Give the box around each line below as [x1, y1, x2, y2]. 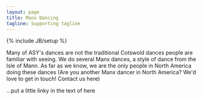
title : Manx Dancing [6, 15, 59, 21]
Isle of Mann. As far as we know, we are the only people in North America [6, 62, 192, 69]
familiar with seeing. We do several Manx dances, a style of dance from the [6, 56, 196, 63]
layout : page [6, 9, 40, 15]
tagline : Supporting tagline [6, 20, 81, 26]
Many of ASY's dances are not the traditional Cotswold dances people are [6, 49, 193, 56]
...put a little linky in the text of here [6, 87, 95, 94]
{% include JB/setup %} [6, 37, 67, 45]
